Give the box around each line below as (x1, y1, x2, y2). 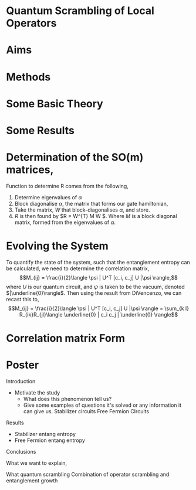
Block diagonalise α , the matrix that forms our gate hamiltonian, (14, 200, 168, 207)
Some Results (6, 124, 75, 137)
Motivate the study (14, 389, 60, 396)
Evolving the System (6, 239, 109, 253)
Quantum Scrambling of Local (6, 4, 154, 18)
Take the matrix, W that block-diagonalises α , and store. (14, 206, 151, 213)
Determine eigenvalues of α (14, 193, 82, 200)
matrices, (6, 163, 54, 176)
